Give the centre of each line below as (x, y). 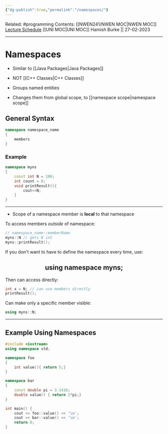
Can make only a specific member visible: (48, 303)
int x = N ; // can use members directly (48, 289)
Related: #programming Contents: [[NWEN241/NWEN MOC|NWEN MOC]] (81, 24)
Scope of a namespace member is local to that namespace (73, 214)
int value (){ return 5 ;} (40, 367)
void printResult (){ (35, 186)
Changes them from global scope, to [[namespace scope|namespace (84, 97)
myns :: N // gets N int (29, 238)
